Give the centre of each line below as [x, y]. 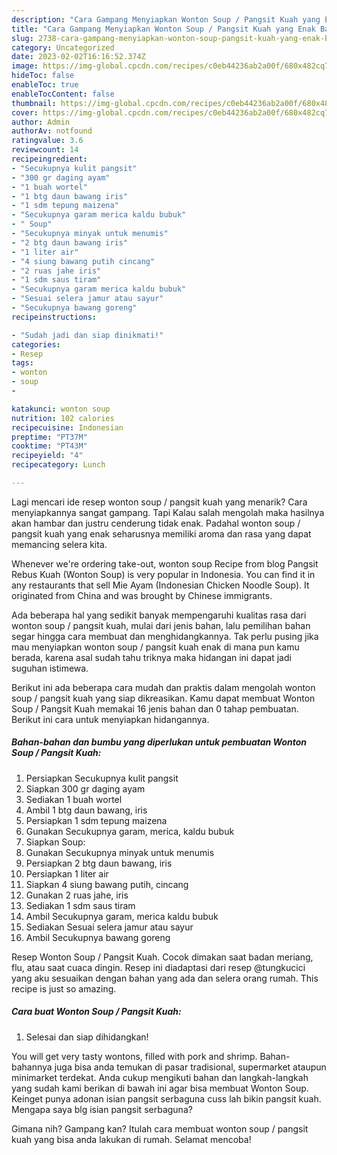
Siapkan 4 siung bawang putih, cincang [107, 884]
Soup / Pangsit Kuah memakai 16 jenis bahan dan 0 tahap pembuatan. [155, 708]
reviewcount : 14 [45, 150]
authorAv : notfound [52, 131]
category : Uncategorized [63, 47]
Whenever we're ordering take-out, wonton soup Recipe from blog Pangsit [165, 563]
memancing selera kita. [59, 544]
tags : [22, 363]
